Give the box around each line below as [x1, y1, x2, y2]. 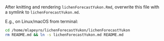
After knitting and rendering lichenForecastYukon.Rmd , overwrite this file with [5, 4, 160, 10]
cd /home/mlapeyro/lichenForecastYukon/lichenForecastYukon [5, 28, 131, 33]
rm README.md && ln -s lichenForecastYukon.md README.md [5, 32, 124, 37]
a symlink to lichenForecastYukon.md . [5, 9, 80, 15]
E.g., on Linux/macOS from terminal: [5, 19, 78, 24]
